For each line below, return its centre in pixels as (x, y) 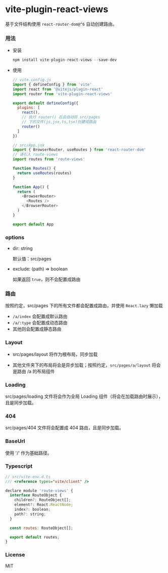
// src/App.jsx (29, 145)
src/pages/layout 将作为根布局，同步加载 (55, 354)
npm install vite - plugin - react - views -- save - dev (65, 60)
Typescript (19, 466)
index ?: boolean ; (33, 510)
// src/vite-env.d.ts (28, 477)
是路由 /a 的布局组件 (34, 371)
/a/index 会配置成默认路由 (40, 316)
